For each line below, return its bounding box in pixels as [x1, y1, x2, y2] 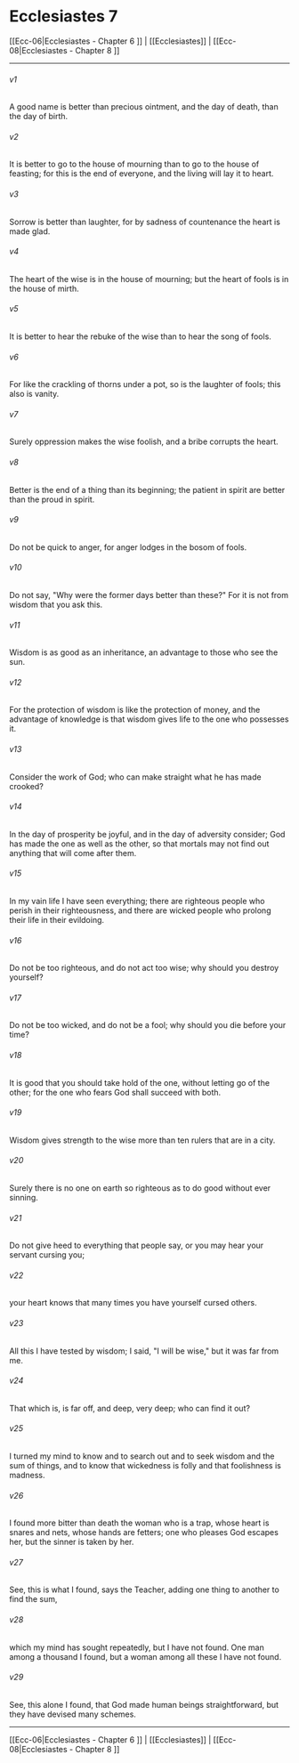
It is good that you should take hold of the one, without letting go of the [9, 1077, 270, 1088]
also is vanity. [9, 389, 60, 400]
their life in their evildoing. [9, 914, 105, 925]
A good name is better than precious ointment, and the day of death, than [9, 101, 279, 112]
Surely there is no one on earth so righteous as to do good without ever [9, 1183, 271, 1193]
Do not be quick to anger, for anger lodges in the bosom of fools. [9, 541, 247, 553]
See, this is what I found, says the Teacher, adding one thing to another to [9, 1584, 280, 1595]
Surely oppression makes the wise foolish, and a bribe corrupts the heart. [9, 436, 279, 447]
